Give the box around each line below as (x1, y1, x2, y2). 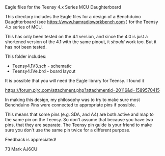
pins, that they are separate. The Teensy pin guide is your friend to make (5, 122, 152, 128)
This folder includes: (5, 53, 47, 59)
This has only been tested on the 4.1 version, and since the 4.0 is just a (5, 34, 148, 39)
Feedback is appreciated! (5, 137, 56, 142)
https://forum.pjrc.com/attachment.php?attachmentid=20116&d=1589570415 (5, 87, 160, 93)
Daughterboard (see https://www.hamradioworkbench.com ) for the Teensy (5, 19, 158, 25)
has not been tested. (5, 44, 47, 50)
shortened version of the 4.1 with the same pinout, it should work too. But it (5, 39, 157, 45)
